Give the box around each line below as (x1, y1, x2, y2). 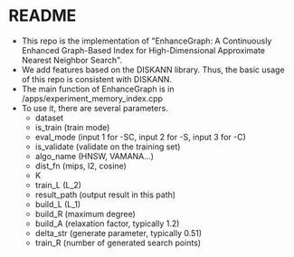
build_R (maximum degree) (34, 208, 137, 219)
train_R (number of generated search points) (34, 237, 201, 248)
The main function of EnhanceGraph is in (21, 83, 175, 94)
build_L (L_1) (34, 198, 81, 209)
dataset (34, 112, 64, 123)
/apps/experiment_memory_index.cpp (21, 92, 164, 104)
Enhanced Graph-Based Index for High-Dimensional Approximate (21, 44, 266, 55)
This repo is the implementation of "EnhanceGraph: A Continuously (21, 35, 272, 46)
